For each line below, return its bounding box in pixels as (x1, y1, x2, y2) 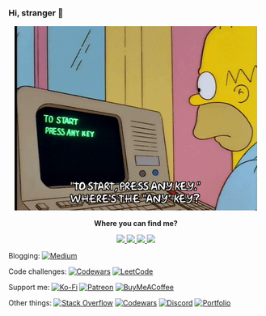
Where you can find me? (94, 219, 178, 228)
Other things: (8, 298, 53, 308)
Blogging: (8, 251, 40, 261)
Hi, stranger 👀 (8, 7, 64, 19)
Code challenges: (8, 267, 67, 276)
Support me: (8, 283, 50, 293)
